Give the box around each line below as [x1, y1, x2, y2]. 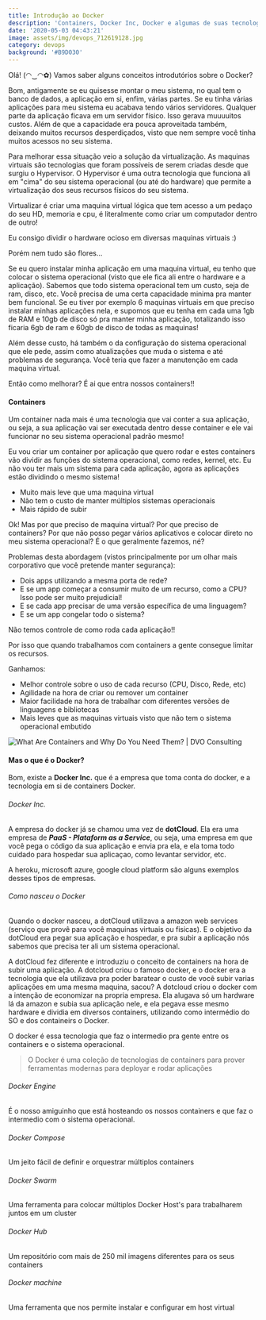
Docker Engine [8, 1081, 57, 1091]
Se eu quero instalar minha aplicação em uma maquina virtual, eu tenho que [8, 264, 256, 273]
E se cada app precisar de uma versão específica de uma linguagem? [19, 601, 247, 611]
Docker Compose [8, 1133, 66, 1142]
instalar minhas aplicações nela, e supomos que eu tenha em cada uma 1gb [8, 306, 255, 315]
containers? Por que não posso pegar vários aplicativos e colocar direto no [8, 529, 253, 538]
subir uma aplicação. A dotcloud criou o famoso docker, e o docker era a [8, 965, 246, 975]
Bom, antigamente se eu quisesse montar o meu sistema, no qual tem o [8, 86, 241, 95]
